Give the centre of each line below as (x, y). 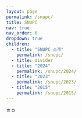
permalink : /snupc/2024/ (47, 71)
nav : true (18, 28)
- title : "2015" (31, 88)
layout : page (22, 11)
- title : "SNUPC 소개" (38, 50)
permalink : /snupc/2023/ (47, 82)
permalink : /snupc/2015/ (47, 93)
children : (18, 44)
